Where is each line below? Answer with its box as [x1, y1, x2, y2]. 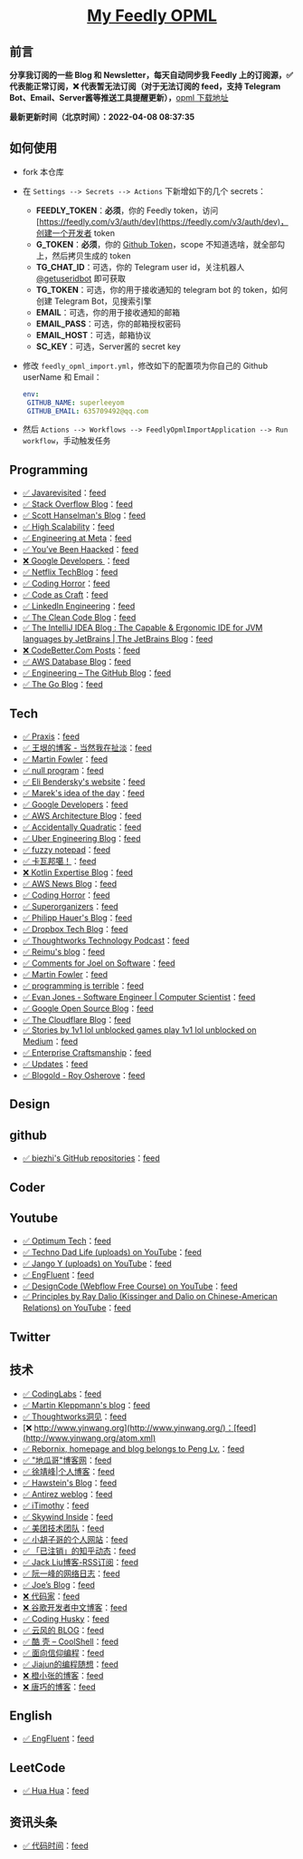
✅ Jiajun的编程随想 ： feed [22, 1659, 119, 1669]
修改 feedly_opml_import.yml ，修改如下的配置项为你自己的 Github [22, 360, 269, 371]
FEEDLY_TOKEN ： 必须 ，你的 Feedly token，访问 [35, 205, 219, 216]
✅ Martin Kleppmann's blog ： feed [22, 1399, 151, 1410]
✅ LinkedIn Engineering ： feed [22, 600, 136, 612]
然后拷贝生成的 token [52, 250, 131, 261]
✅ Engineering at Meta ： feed [22, 532, 132, 544]
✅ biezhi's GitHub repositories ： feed [22, 1153, 160, 1163]
